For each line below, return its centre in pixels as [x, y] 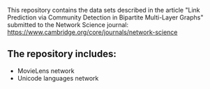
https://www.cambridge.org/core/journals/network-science [92, 32]
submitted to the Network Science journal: [68, 25]
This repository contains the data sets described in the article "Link [104, 10]
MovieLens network [46, 71]
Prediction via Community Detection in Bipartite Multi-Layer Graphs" [105, 17]
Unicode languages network [58, 78]
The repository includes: [62, 54]
